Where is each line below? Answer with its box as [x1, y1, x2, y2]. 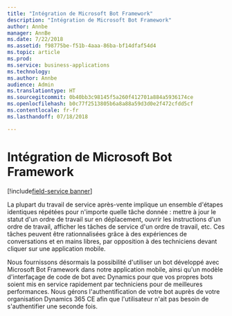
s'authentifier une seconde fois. [7, 302, 98, 310]
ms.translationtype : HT [7, 87, 76, 94]
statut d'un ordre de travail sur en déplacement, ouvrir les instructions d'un [7, 215, 222, 223]
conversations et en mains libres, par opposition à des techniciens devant [7, 237, 217, 245]
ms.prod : [7, 55, 33, 62]
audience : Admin [7, 81, 54, 88]
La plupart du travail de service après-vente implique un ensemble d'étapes [7, 200, 224, 209]
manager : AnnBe [7, 29, 51, 37]
